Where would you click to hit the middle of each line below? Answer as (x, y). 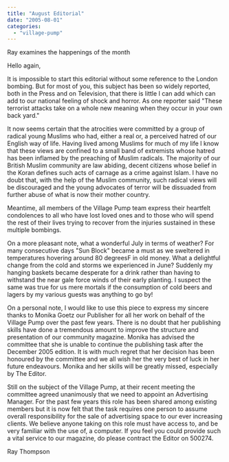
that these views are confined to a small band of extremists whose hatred (111, 151)
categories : (24, 26)
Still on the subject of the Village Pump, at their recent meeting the (101, 387)
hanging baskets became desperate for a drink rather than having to (104, 273)
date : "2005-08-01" (35, 20)
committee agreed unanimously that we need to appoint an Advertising (108, 395)
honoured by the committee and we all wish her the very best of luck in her (113, 359)
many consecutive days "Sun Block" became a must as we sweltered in (108, 251)
